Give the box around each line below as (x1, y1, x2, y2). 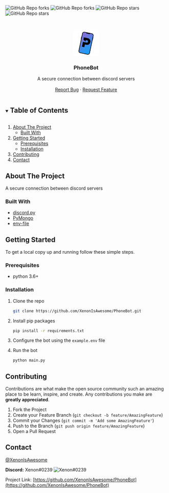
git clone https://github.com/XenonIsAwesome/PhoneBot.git (12, 308, 142, 314)
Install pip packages (12, 318, 55, 324)
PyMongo (12, 215, 33, 221)
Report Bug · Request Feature (55, 87, 117, 93)
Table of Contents (10, 106, 68, 115)
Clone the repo (12, 298, 45, 304)
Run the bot (12, 347, 37, 354)
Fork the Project (12, 406, 47, 413)
